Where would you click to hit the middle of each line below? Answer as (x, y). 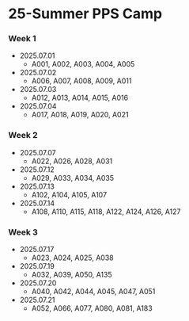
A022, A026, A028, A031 (72, 161)
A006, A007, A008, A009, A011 (81, 81)
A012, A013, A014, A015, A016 (80, 98)
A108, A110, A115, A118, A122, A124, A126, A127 (106, 212)
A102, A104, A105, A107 (69, 194)
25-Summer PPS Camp (85, 14)
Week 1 (23, 39)
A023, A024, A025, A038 (73, 258)
